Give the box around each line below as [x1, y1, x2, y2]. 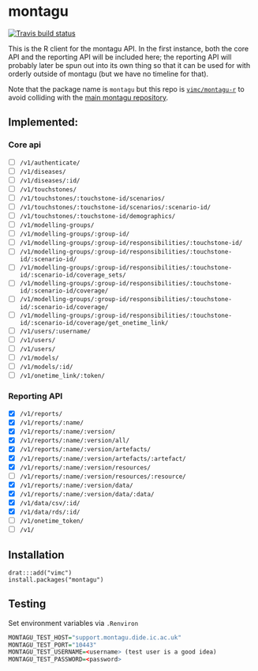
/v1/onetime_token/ [19, 517, 84, 525]
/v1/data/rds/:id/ [19, 508, 80, 516]
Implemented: [8, 115, 79, 129]
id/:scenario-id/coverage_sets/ [19, 271, 126, 279]
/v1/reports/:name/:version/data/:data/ [19, 490, 155, 498]
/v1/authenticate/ [19, 159, 80, 167]
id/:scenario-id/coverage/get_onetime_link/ [19, 319, 169, 326]
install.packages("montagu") [8, 575, 104, 583]
